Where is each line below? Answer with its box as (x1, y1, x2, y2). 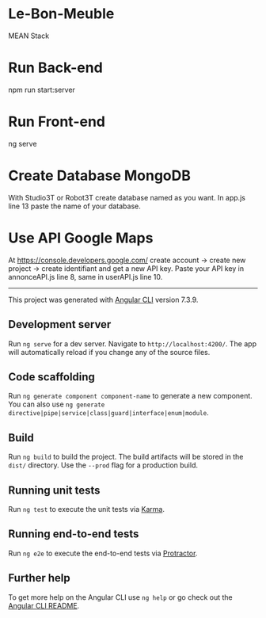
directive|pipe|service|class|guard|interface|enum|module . (8, 408, 209, 418)
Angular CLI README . (8, 601, 80, 610)
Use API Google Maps (8, 229, 154, 246)
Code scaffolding (8, 370, 95, 383)
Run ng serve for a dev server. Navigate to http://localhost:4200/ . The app (8, 338, 257, 349)
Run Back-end (8, 59, 103, 77)
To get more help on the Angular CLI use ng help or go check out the (8, 592, 233, 602)
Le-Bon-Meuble (8, 5, 115, 23)
